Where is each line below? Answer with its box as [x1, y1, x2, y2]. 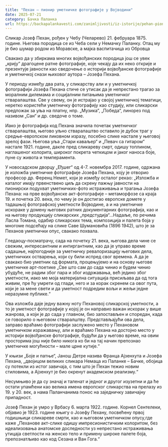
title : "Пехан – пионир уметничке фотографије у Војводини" [5, 7, 133, 13]
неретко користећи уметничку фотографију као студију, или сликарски [5, 102, 158, 108]
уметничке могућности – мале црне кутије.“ [5, 343, 100, 349]
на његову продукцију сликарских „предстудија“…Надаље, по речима [5, 212, 156, 218]
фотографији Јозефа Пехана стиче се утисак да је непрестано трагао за [5, 86, 160, 93]
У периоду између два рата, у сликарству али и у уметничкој [5, 81, 136, 87]
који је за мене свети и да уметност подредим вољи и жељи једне [5, 286, 148, 292]
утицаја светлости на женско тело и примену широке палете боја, [5, 431, 147, 437]
